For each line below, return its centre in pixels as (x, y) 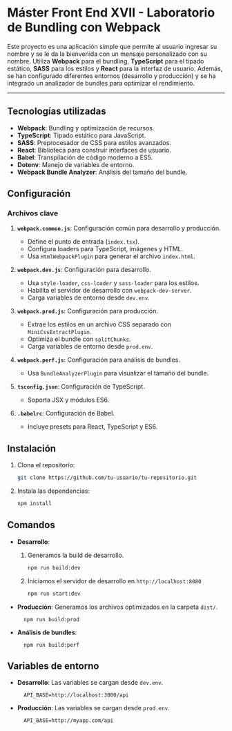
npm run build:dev (54, 567)
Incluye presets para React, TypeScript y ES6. (93, 427)
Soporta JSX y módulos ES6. (68, 400)
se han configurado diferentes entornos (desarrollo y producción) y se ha (112, 76)
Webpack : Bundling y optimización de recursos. (86, 128)
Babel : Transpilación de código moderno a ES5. (85, 157)
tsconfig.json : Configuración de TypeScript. (81, 387)
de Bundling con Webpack (84, 27)
